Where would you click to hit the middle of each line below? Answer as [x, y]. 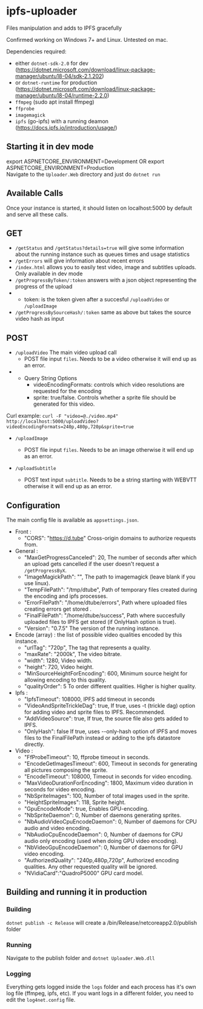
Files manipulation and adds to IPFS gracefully [64, 28]
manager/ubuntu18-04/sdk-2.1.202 [58, 76]
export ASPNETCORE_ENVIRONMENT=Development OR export [85, 161]
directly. [34, 744]
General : [26, 551]
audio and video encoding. [57, 828]
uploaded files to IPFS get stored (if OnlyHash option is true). [100, 622]
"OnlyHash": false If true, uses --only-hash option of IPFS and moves [110, 731]
